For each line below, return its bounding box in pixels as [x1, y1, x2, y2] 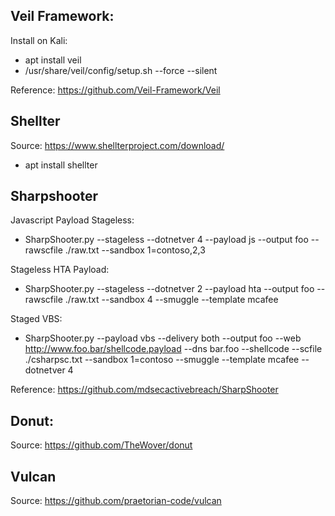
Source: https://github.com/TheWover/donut [10, 439, 193, 451]
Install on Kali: [10, 34, 68, 46]
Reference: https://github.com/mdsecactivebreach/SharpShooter [10, 384, 279, 396]
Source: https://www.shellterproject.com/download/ [10, 139, 225, 151]
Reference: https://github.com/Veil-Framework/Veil [10, 84, 221, 96]
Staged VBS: [10, 313, 63, 325]
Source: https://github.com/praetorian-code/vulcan [10, 495, 222, 507]
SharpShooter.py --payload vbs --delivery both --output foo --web [24, 332, 302, 344]
